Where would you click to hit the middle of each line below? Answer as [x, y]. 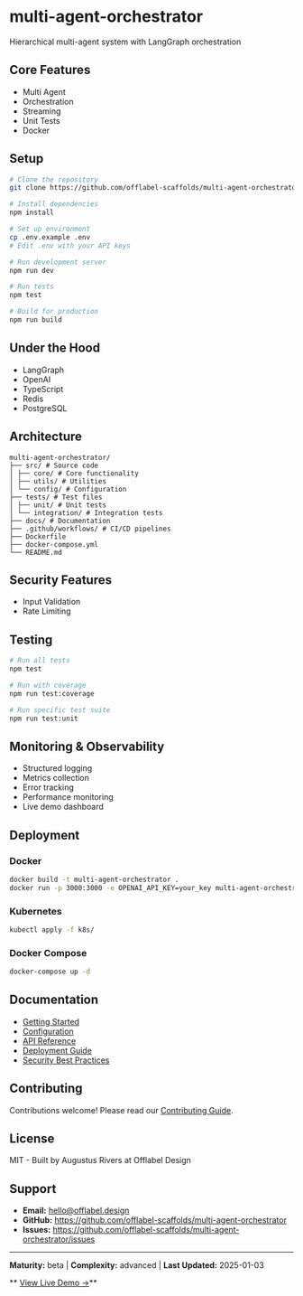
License [32, 1139]
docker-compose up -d [50, 972]
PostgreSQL [45, 408]
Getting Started [50, 1021]
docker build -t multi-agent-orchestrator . [94, 879]
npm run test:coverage [52, 693]
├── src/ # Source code [54, 465]
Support [33, 1189]
